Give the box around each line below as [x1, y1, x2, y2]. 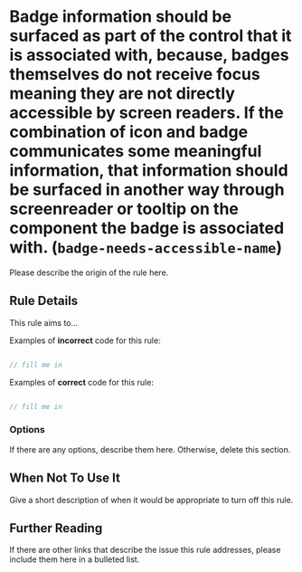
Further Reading [9, 520, 103, 536]
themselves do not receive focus [9, 64, 260, 85]
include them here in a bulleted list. [9, 554, 140, 565]
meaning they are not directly [9, 83, 235, 104]
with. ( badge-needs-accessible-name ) [9, 237, 283, 258]
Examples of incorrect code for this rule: [9, 335, 161, 346]
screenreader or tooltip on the [9, 199, 240, 219]
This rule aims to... [9, 317, 79, 328]
